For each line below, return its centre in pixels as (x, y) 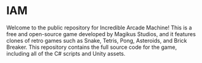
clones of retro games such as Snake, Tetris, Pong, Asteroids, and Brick (97, 40)
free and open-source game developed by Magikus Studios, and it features (101, 34)
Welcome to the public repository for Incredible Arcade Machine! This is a (99, 28)
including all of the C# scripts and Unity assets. (66, 53)
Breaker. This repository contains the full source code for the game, (92, 47)
